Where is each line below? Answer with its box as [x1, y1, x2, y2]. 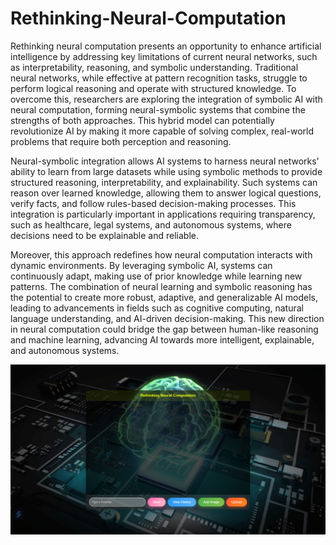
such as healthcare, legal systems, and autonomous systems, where [10, 218, 292, 231]
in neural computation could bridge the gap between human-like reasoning [10, 323, 319, 335]
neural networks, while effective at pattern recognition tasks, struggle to [10, 72, 308, 84]
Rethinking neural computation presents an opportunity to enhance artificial [10, 40, 322, 52]
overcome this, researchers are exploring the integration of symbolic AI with [10, 93, 323, 105]
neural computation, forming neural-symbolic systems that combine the [10, 103, 306, 116]
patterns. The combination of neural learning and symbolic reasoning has [10, 280, 313, 292]
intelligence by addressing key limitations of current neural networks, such [10, 50, 318, 62]
